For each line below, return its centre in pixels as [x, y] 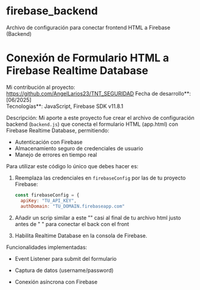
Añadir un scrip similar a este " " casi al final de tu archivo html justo [98, 217]
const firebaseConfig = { [47, 195]
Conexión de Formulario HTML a [88, 58]
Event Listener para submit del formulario [66, 258]
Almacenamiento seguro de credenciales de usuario [79, 148]
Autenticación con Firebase [49, 142]
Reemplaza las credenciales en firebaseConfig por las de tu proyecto [100, 178]
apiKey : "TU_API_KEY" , [49, 200]
